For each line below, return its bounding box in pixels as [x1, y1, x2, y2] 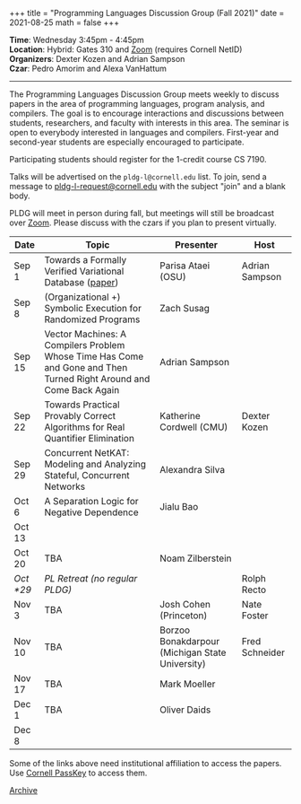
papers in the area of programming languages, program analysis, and [9, 99, 265, 109]
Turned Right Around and [44, 372, 150, 385]
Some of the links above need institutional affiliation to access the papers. [9, 758, 282, 768]
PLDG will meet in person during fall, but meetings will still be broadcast [9, 208, 275, 218]
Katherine [159, 410, 202, 422]
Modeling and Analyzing [44, 458, 146, 470]
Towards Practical [44, 398, 120, 411]
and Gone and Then [44, 362, 128, 373]
